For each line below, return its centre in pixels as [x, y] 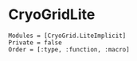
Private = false [35, 42]
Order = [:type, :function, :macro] [69, 49]
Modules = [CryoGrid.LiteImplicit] [67, 36]
